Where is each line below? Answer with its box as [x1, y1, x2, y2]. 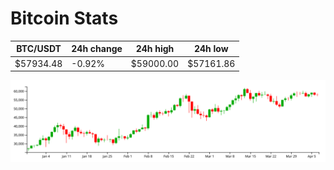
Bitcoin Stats [10, 7, 119, 30]
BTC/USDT [16, 43, 62, 55]
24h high [135, 43, 175, 55]
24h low [193, 43, 229, 55]
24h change [71, 43, 123, 55]
